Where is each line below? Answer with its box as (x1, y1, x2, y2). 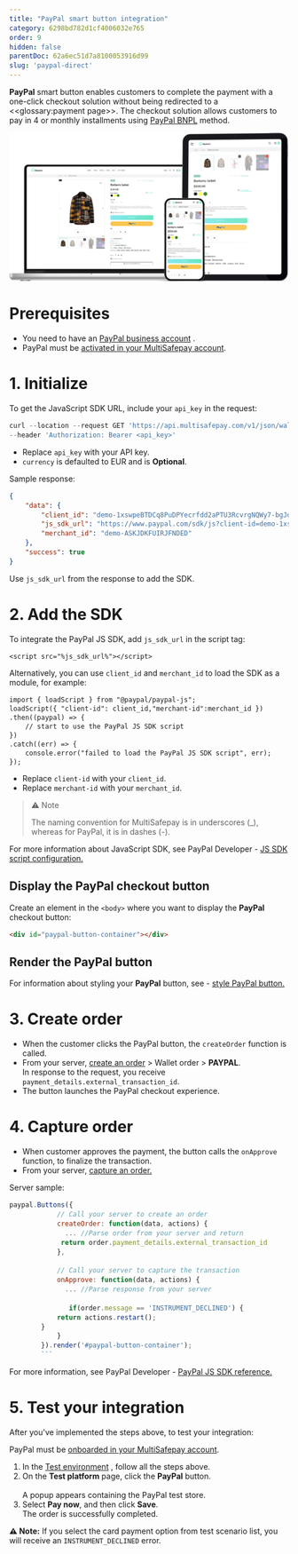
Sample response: (9, 473, 75, 484)
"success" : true (25, 548, 86, 557)
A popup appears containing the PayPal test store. (21, 1489, 207, 1500)
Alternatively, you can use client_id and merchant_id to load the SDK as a (9, 667, 280, 678)
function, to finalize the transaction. (21, 1155, 153, 1167)
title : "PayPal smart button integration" (9, 14, 169, 23)
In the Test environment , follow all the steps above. (21, 1461, 211, 1471)
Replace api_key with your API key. (21, 447, 150, 457)
